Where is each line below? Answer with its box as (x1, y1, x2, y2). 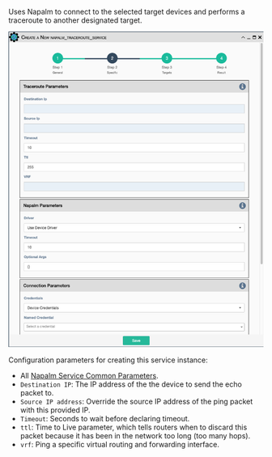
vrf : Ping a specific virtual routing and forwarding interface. (19, 440, 220, 450)
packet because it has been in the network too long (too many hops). (19, 431, 251, 441)
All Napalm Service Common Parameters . (19, 371, 159, 381)
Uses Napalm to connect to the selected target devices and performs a (8, 7, 245, 16)
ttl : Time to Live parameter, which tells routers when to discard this (19, 422, 248, 432)
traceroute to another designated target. (8, 15, 142, 25)
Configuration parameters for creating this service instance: (8, 355, 208, 365)
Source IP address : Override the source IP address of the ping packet (19, 396, 253, 407)
